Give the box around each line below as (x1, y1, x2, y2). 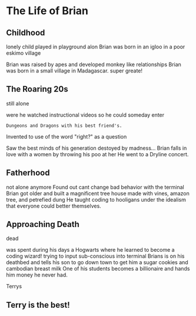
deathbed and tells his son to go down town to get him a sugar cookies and (6, 259, 188, 266)
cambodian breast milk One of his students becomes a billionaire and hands (6, 265, 190, 272)
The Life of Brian (6, 4, 88, 18)
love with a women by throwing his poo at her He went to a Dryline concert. (6, 150, 189, 157)
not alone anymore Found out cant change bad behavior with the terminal (6, 183, 184, 190)
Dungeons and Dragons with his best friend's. (6, 123, 122, 129)
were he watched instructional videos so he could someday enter (6, 111, 165, 119)
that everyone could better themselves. (6, 202, 101, 209)
